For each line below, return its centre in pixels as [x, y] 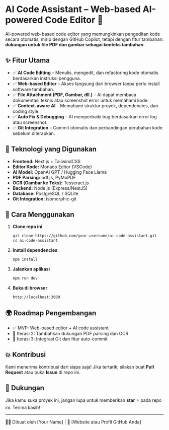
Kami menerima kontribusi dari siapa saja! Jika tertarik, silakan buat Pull [80, 367]
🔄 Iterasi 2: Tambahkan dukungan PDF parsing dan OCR [70, 333]
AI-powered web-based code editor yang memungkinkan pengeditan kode [83, 34]
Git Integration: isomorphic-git [45, 199]
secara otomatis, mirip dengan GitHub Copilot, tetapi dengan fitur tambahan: [84, 39]
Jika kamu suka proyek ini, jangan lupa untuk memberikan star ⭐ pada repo [83, 400]
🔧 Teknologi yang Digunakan [51, 149]
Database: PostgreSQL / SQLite [46, 193]
